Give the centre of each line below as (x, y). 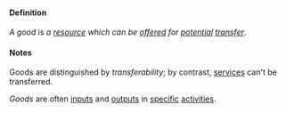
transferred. (31, 82)
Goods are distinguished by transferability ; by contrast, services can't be (143, 72)
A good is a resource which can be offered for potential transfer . (128, 32)
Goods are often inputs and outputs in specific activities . (113, 99)
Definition (28, 12)
